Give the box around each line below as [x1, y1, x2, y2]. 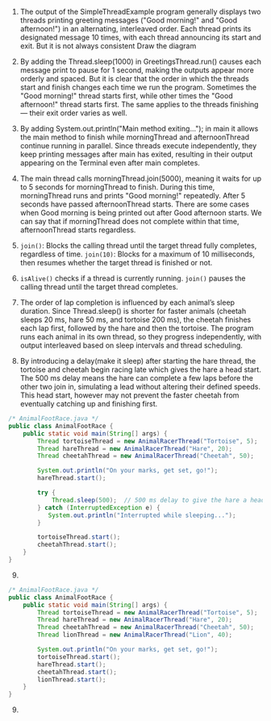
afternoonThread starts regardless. [19, 225, 136, 235]
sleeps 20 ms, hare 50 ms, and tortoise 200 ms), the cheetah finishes [19, 315, 252, 324]
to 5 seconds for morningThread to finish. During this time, [19, 182, 215, 192]
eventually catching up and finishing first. [19, 399, 158, 408]
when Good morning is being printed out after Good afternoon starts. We [19, 208, 262, 217]
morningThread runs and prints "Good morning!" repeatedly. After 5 [19, 191, 246, 200]
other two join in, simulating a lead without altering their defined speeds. [19, 382, 261, 391]
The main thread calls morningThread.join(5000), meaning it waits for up [19, 173, 262, 183]
